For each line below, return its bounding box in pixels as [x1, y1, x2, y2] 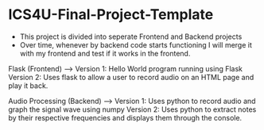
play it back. [8, 81, 49, 90]
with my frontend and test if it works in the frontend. [19, 48, 191, 58]
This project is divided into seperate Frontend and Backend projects [19, 32, 243, 41]
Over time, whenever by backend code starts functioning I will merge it [19, 40, 253, 49]
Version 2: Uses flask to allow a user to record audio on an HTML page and [8, 72, 254, 82]
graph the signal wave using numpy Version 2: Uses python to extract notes [8, 105, 257, 114]
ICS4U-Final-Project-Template [8, 6, 214, 24]
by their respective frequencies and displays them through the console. [8, 113, 243, 122]
